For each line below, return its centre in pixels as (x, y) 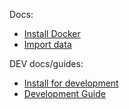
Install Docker (52, 33)
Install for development (71, 83)
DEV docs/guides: (46, 63)
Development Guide (64, 93)
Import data (47, 44)
